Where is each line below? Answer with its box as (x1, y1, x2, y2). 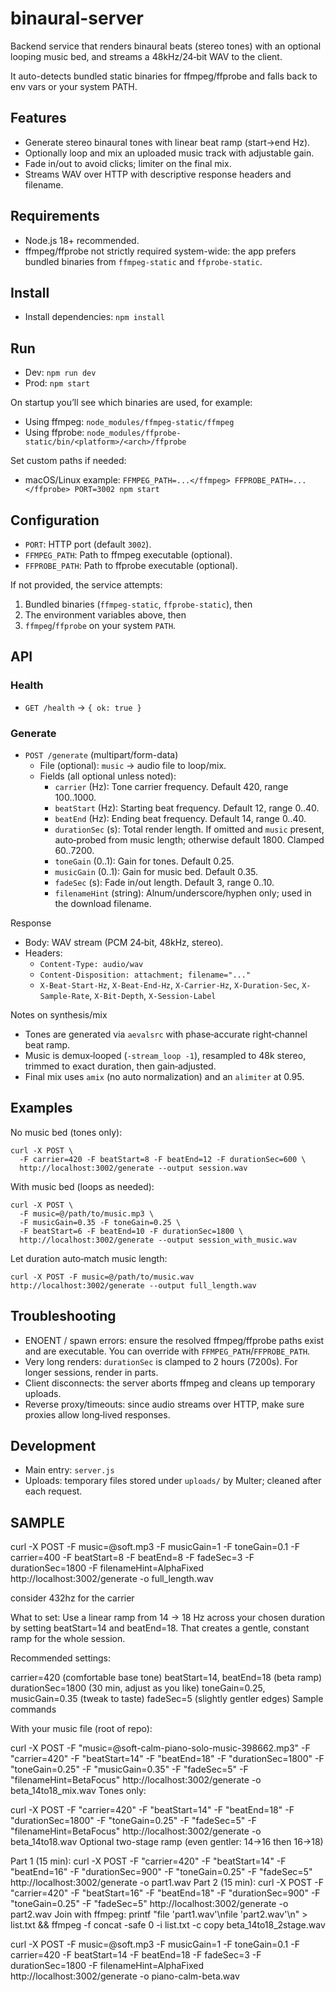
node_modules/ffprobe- (86, 428, 182, 439)
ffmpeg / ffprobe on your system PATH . (24, 620, 177, 631)
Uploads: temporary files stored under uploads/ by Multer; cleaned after (24, 1475, 322, 1487)
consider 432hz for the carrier (10, 1592, 135, 1604)
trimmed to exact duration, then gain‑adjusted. (24, 1060, 217, 1072)
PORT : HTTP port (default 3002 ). (24, 538, 152, 550)
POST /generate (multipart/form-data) (24, 748, 179, 761)
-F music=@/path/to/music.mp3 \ (19, 1208, 155, 1219)
